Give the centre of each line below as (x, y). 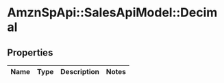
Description (80, 72)
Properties (30, 52)
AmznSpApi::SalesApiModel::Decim (112, 13)
